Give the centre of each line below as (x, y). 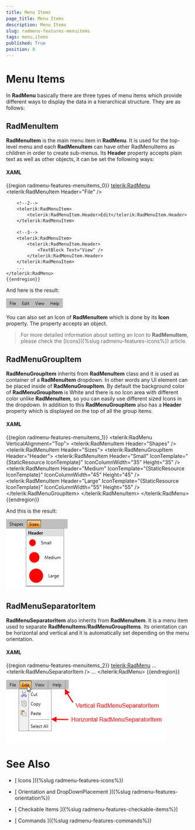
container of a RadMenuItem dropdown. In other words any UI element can (97, 380)
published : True (26, 43)
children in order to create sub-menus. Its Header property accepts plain (94, 153)
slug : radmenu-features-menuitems (48, 31)
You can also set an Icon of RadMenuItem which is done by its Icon (88, 317)
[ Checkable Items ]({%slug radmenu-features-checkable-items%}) (96, 809)
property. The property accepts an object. (57, 323)
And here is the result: (33, 290)
